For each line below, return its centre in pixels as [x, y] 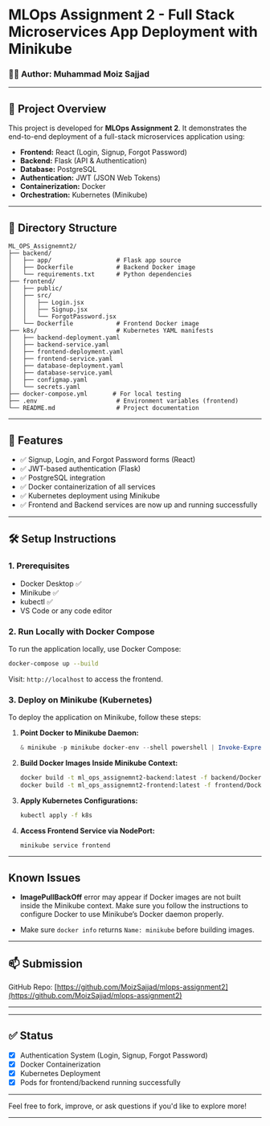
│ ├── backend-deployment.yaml [64, 338]
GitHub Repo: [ [33, 987]
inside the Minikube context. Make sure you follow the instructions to [134, 906]
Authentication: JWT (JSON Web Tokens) [90, 178]
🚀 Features [36, 440]
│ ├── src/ [30, 296]
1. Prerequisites [39, 566]
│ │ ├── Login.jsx [46, 303]
